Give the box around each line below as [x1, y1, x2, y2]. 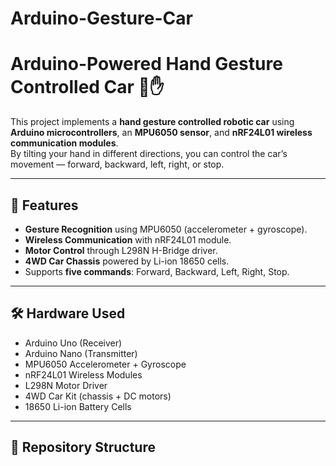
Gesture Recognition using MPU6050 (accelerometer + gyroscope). [24, 223, 308, 235]
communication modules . [10, 137, 119, 149]
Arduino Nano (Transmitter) [24, 347, 138, 359]
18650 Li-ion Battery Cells [24, 400, 132, 412]
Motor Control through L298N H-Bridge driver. [24, 244, 218, 256]
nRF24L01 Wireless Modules [24, 368, 143, 381]
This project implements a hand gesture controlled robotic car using [10, 116, 295, 128]
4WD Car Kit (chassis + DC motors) [24, 390, 172, 402]
